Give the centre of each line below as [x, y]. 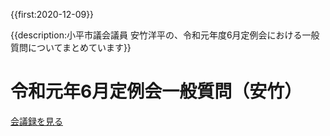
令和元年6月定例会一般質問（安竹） [156, 91]
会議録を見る [36, 121]
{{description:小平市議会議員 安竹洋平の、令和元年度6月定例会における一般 [165, 35]
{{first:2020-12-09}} [52, 14]
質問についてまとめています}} [71, 47]
